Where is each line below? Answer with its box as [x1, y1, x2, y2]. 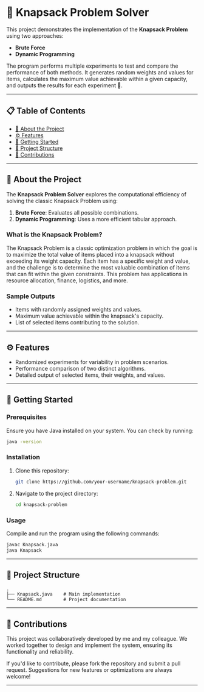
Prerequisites [6, 413, 47, 421]
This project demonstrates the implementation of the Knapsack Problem [6, 26, 188, 33]
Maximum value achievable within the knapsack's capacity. [15, 312, 164, 319]
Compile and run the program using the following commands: [6, 530, 160, 537]
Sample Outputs [6, 292, 55, 301]
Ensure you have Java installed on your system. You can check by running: [6, 427, 194, 434]
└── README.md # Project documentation [6, 597, 126, 603]
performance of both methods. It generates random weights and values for [6, 68, 194, 76]
